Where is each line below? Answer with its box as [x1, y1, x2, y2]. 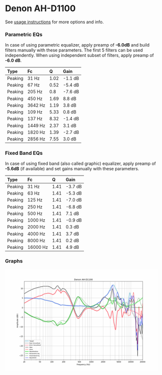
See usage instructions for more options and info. [5, 19, 104, 25]
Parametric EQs [5, 31, 43, 38]
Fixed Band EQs [5, 149, 43, 156]
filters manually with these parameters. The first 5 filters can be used [5, 47, 143, 53]
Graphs [5, 258, 23, 264]
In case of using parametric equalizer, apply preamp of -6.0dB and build [5, 42, 150, 48]
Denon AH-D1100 [5, 3, 76, 14]
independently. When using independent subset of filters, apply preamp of [5, 52, 154, 58]
